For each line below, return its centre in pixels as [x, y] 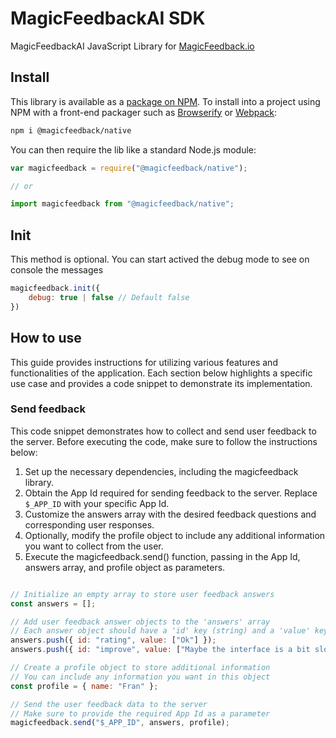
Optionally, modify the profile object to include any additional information [175, 535]
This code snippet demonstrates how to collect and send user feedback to [163, 431]
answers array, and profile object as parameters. [125, 567]
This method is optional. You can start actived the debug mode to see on [160, 259]
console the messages [57, 270]
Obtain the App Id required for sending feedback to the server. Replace [171, 493]
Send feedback [48, 409]
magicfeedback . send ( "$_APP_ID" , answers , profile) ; [120, 723]
